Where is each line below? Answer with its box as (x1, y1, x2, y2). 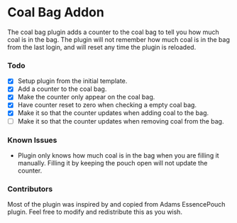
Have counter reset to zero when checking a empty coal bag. (17, 101, 197, 109)
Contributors (7, 184, 53, 194)
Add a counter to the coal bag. (17, 85, 107, 93)
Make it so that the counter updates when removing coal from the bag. (17, 116, 224, 125)
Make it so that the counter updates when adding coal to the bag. (17, 109, 209, 117)
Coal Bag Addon (7, 4, 104, 21)
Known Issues (7, 135, 57, 145)
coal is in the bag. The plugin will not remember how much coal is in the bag (7, 35, 231, 43)
